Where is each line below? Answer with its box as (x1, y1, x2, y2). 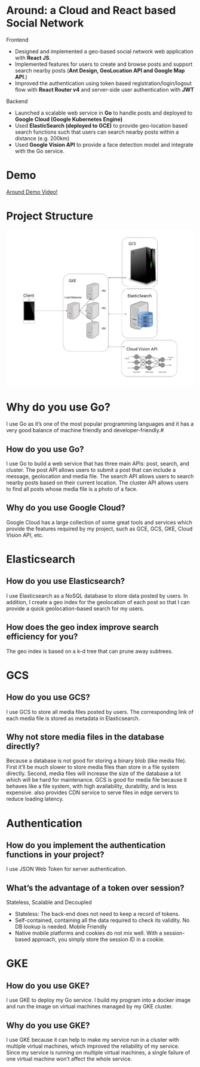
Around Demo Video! (6, 188, 58, 195)
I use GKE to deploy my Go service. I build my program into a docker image (6, 996, 191, 1004)
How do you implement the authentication (6, 840, 166, 850)
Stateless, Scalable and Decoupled (6, 899, 92, 906)
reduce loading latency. (6, 795, 64, 803)
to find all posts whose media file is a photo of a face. (6, 485, 138, 492)
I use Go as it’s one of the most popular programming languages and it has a (6, 420, 194, 427)
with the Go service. (14, 147, 64, 155)
